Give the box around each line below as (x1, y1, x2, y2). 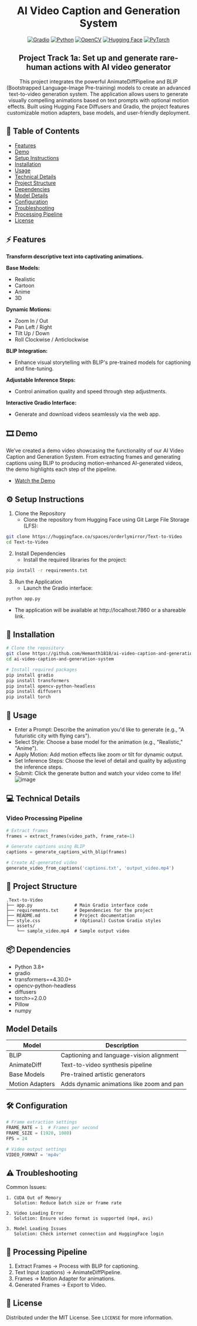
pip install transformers (6, 677, 69, 683)
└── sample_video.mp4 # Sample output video (16, 928, 130, 934)
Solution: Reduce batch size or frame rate (13, 1200, 122, 1206)
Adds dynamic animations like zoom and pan (60, 1080, 184, 1088)
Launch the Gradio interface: (23, 584, 93, 592)
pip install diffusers (6, 689, 62, 694)
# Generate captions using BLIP (6, 844, 85, 850)
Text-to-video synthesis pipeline (60, 1061, 152, 1069)
